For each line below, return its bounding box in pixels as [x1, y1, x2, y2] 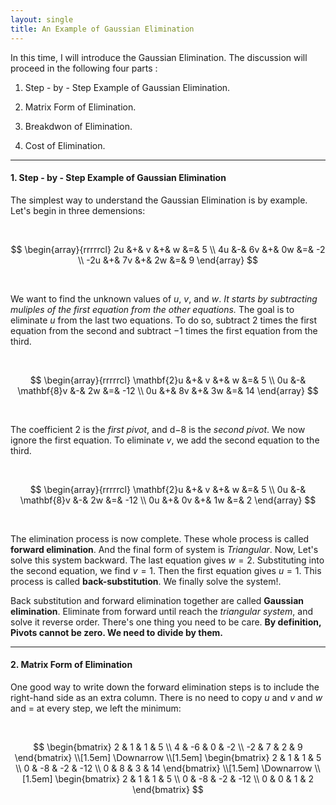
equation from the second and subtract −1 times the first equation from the [10, 324, 318, 336]
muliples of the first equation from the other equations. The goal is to [10, 303, 295, 315]
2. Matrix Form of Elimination [10, 659, 133, 671]
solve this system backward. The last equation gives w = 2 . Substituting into [10, 554, 325, 566]
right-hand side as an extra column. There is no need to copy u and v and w [10, 691, 323, 703]
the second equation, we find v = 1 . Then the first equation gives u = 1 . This [10, 564, 322, 576]
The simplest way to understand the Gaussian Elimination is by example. [10, 194, 308, 206]
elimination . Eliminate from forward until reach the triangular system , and [10, 605, 313, 617]
